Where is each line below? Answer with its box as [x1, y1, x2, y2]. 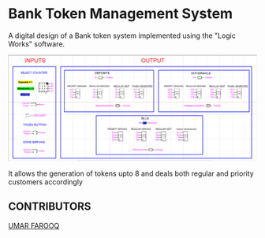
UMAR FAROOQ [8, 221, 60, 230]
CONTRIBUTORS [8, 200, 91, 214]
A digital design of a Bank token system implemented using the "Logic [8, 31, 237, 40]
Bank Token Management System [8, 5, 233, 23]
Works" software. [8, 39, 65, 48]
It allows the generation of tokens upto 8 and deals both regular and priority [8, 169, 254, 178]
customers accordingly [8, 177, 83, 187]
